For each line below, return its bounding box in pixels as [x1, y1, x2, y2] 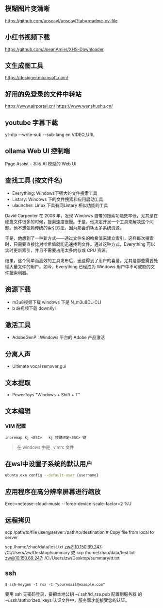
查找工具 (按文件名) [5, 176, 63, 185]
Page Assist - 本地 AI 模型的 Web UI [5, 161, 77, 167]
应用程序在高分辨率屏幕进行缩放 [5, 488, 101, 496]
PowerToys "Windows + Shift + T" [12, 391, 81, 397]
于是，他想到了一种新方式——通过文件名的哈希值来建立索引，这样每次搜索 [5, 235, 154, 241]
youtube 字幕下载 [5, 118, 58, 127]
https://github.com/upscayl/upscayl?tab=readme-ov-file [5, 17, 118, 23]
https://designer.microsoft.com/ [5, 75, 69, 81]
